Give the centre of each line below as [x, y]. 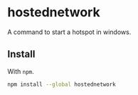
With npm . [21, 71]
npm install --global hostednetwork [62, 84]
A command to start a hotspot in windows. [69, 32]
